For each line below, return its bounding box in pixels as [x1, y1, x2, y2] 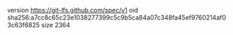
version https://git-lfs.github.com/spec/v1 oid [7, 6, 139, 14]
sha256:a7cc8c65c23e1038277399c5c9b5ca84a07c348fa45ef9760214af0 [7, 13, 227, 22]
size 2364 [41, 21, 70, 29]
